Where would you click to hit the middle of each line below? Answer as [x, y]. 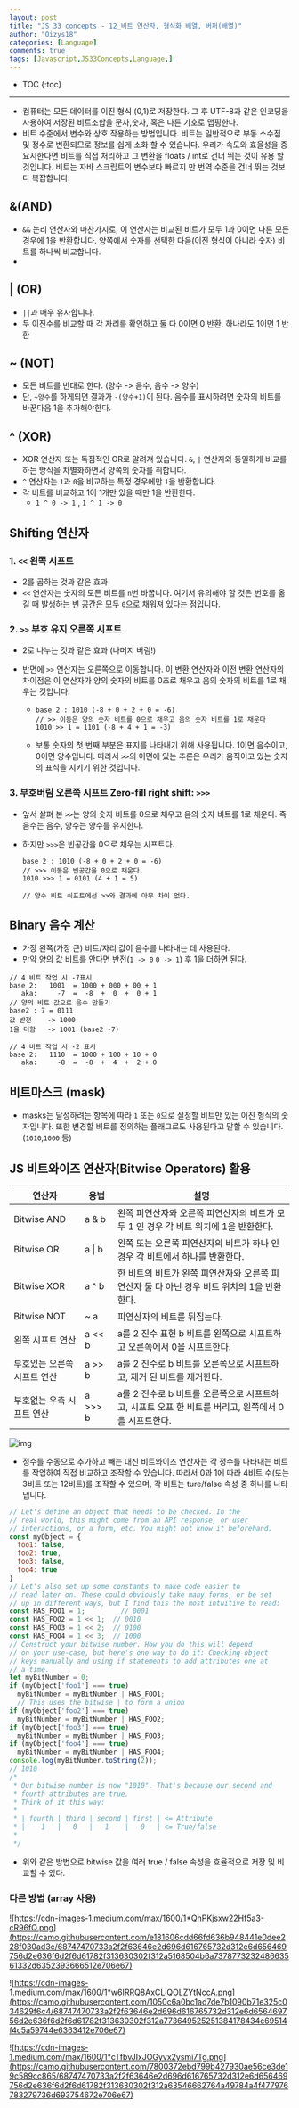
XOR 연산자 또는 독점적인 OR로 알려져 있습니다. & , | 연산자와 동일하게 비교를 [154, 459]
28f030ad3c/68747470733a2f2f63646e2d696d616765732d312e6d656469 [148, 1947]
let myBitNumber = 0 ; [49, 1678]
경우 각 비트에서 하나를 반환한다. [181, 1256]
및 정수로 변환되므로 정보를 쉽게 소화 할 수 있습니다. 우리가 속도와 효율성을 [150, 145]
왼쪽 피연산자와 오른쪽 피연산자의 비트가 [196, 1212]
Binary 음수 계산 [52, 925]
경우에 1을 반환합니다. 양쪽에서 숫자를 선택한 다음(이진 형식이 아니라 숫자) [149, 240]
